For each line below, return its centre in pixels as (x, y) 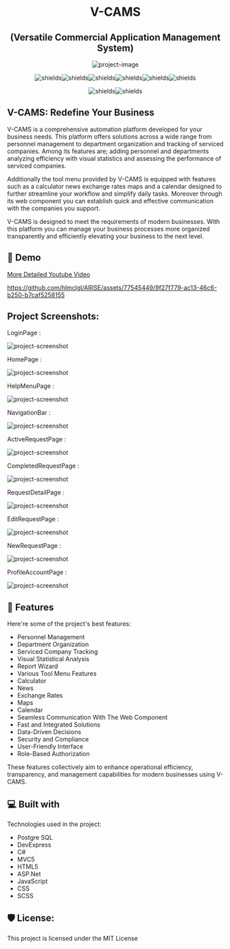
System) (115, 48)
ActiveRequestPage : (37, 439)
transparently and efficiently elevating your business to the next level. (105, 236)
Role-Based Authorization (54, 754)
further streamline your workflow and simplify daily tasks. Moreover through (115, 194)
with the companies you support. (54, 208)
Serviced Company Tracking (57, 652)
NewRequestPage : (34, 546)
